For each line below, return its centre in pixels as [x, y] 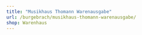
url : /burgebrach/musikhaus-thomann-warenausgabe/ [71, 17]
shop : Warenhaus [27, 23]
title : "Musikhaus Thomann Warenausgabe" [59, 12]
